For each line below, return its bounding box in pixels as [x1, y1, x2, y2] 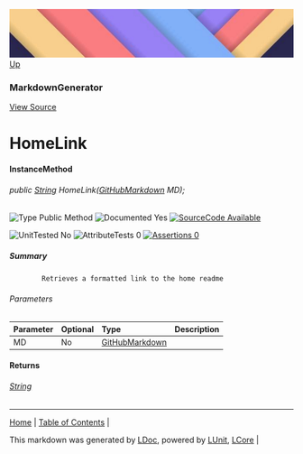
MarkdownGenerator [9, 81, 104, 94]
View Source [9, 102, 57, 113]
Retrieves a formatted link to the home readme [41, 274, 224, 283]
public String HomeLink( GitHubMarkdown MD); [9, 184, 186, 195]
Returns [9, 360, 41, 371]
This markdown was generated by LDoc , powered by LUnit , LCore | [9, 434, 260, 446]
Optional [60, 323, 95, 334]
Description [174, 323, 220, 334]
